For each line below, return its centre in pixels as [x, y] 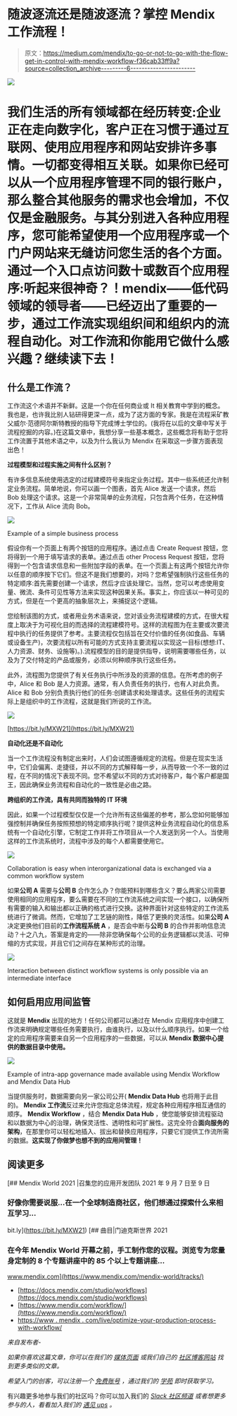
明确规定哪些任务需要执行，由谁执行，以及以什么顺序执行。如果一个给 [127, 1029]
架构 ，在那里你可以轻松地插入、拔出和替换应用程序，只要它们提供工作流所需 [118, 1131]
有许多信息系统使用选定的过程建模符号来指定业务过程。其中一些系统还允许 [115, 480]
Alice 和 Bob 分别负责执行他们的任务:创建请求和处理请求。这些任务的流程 [113, 692]
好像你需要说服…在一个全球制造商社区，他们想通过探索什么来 [112, 1203]
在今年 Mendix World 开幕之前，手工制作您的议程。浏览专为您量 [116, 1250]
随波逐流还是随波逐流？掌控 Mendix [111, 14]
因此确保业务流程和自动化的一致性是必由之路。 [87, 784]
